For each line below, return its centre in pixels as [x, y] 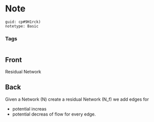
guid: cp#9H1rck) [23, 22]
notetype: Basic [22, 26]
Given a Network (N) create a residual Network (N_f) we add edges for [77, 99]
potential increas [29, 109]
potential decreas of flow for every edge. [54, 114]
